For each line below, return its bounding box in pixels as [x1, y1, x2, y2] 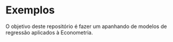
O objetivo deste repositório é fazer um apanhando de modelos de [5, 23, 167, 30]
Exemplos [5, 3, 56, 17]
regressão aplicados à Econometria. [5, 29, 93, 36]
